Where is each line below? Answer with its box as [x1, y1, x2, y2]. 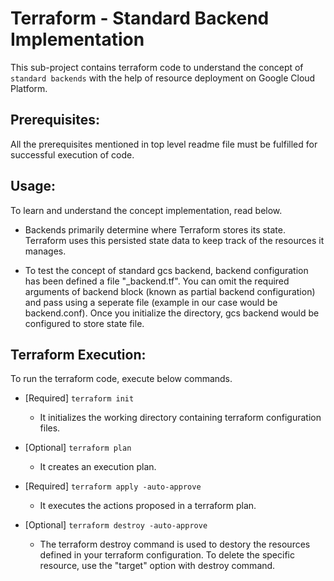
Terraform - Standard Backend [10, 7, 270, 30]
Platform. [10, 82, 48, 94]
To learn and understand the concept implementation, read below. [10, 204, 283, 216]
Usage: [10, 178, 57, 195]
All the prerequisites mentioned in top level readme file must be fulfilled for [10, 138, 318, 150]
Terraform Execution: [10, 346, 147, 363]
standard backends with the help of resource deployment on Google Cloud [10, 72, 316, 84]
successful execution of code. [10, 148, 135, 161]
